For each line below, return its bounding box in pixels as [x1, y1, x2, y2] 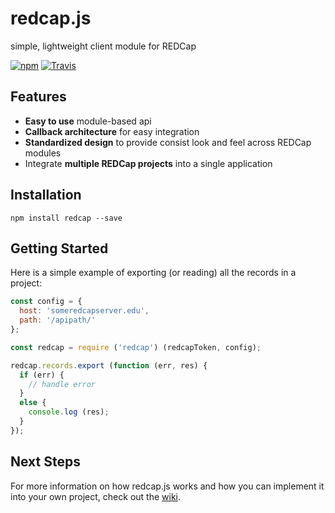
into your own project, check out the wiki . [10, 490, 182, 502]
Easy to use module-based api [24, 115, 152, 127]
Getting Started [10, 240, 109, 257]
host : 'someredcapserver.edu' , [19, 306, 150, 316]
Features [10, 88, 67, 106]
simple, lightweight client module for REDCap [10, 40, 197, 52]
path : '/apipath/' [19, 315, 97, 326]
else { [19, 398, 47, 408]
